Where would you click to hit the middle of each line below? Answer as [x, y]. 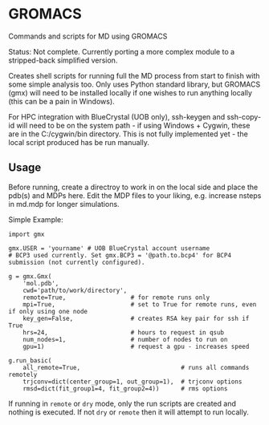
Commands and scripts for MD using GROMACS [88, 36]
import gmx [26, 234]
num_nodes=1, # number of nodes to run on [125, 339]
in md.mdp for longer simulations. [64, 204]
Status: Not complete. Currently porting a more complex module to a [122, 51]
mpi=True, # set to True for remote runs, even [140, 304]
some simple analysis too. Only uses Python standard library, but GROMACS [134, 84]
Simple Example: [36, 219]
